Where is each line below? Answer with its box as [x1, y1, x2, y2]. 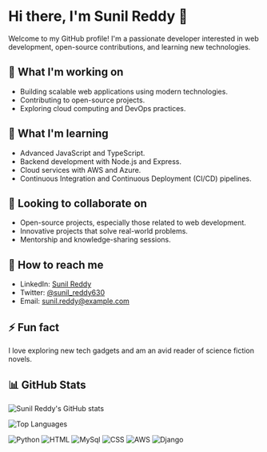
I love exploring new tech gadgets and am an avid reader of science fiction [8, 346, 254, 355]
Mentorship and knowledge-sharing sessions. [19, 235, 171, 245]
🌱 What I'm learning [8, 127, 110, 141]
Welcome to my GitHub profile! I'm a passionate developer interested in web [8, 34, 259, 43]
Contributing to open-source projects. [19, 95, 145, 105]
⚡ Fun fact [8, 320, 60, 334]
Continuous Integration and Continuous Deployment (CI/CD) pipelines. [19, 174, 252, 183]
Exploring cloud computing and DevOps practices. [19, 103, 186, 113]
